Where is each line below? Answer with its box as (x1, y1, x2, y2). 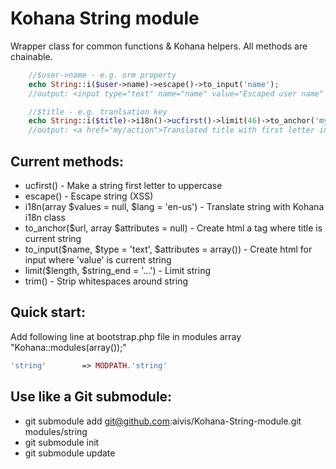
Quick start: (10, 304, 87, 321)
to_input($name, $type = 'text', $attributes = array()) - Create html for (24, 243, 313, 255)
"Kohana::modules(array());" (10, 341, 127, 353)
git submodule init (24, 436, 100, 448)
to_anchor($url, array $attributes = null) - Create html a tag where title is (24, 222, 323, 234)
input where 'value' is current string (24, 254, 172, 266)
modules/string (24, 425, 88, 437)
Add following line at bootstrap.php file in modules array (10, 330, 242, 342)
